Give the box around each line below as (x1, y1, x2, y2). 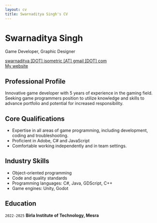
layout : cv (5, 7, 27, 12)
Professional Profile (5, 77, 66, 86)
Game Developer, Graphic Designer (5, 49, 76, 54)
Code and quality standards (12, 175, 68, 181)
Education (5, 200, 37, 208)
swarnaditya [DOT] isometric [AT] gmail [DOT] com (5, 58, 107, 64)
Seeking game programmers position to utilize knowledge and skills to (5, 95, 145, 101)
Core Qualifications (5, 115, 65, 123)
